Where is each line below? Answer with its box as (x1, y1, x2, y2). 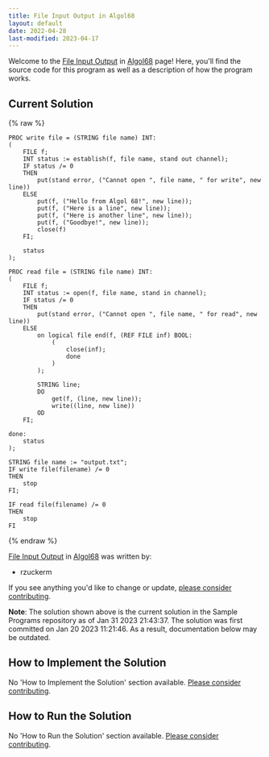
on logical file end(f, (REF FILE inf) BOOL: (37, 331, 193, 339)
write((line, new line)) (51, 402, 135, 410)
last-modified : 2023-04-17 (8, 34, 99, 43)
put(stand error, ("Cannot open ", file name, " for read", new (37, 310, 258, 318)
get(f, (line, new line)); (51, 395, 143, 403)
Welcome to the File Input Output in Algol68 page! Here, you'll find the (8, 56, 242, 66)
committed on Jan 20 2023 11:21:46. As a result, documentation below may (8, 624, 258, 634)
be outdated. (8, 633, 51, 643)
